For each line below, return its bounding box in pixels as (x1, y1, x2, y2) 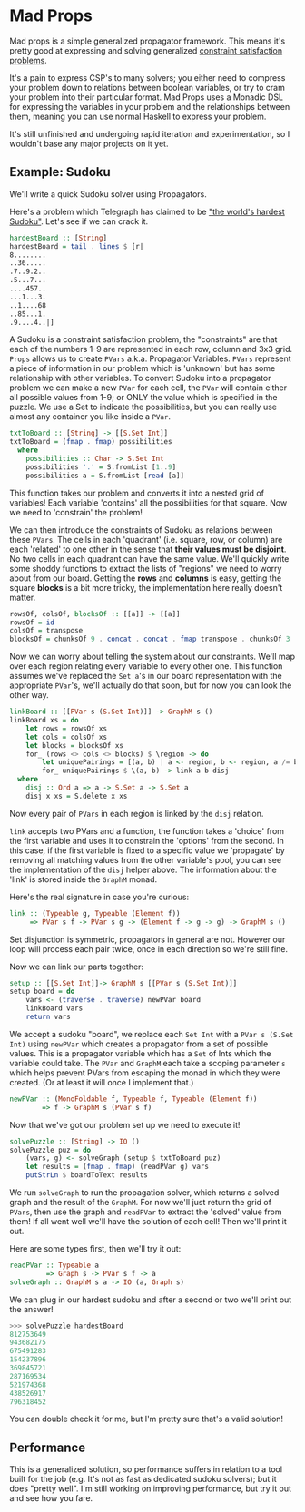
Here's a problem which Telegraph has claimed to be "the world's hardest (9, 206, 286, 217)
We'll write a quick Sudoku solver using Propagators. (9, 188, 207, 200)
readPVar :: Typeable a (9, 1261, 100, 1270)
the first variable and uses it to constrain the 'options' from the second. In (9, 835, 284, 846)
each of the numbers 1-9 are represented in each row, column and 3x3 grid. (9, 344, 293, 355)
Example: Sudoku (9, 164, 111, 180)
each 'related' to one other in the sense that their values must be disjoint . (9, 544, 287, 555)
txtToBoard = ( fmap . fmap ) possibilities (9, 437, 172, 447)
